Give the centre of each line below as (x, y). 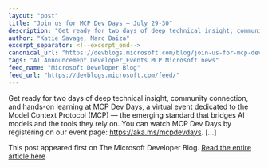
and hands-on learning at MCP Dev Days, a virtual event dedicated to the (128, 106)
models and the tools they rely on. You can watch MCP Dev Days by (120, 123)
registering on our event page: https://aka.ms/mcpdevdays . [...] (112, 132)
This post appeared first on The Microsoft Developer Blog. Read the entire (130, 147)
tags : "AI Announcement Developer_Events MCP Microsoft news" (114, 61)
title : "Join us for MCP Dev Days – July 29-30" (91, 23)
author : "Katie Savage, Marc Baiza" (69, 38)
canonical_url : (33, 53)
